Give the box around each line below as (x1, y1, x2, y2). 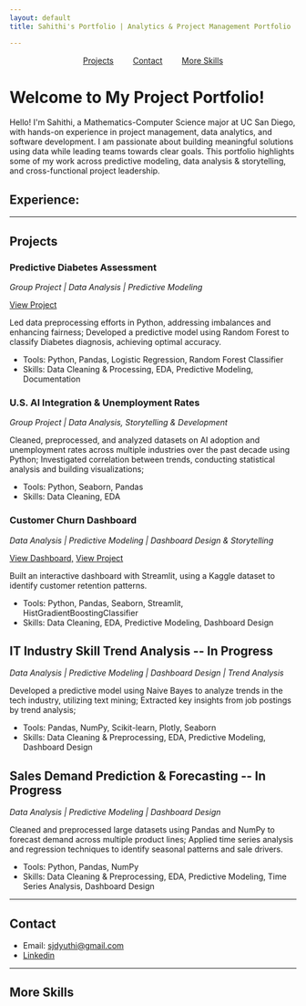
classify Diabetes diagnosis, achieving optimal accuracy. (9, 336, 221, 347)
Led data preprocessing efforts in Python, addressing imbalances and (9, 317, 271, 328)
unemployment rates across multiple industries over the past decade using (9, 445, 290, 456)
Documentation (22, 373, 81, 384)
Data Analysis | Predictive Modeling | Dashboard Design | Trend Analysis (9, 667, 284, 678)
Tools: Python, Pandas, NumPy (22, 862, 139, 873)
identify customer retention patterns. (9, 580, 148, 591)
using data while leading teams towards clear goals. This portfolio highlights (9, 146, 295, 157)
